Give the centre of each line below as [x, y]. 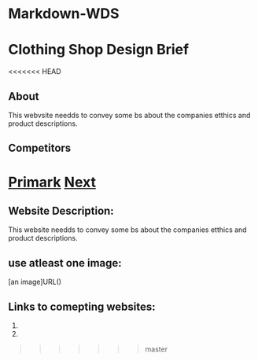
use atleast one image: [65, 263]
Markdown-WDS [64, 14]
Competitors [40, 148]
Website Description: [61, 210]
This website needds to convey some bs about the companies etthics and [127, 230]
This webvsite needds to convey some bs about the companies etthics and [129, 115]
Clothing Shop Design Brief [99, 50]
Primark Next [52, 182]
